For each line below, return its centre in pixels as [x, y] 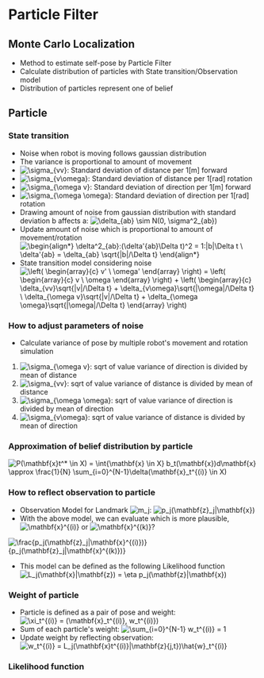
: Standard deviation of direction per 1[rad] [180, 195]
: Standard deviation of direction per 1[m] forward [170, 187]
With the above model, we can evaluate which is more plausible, [124, 518]
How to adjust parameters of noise [76, 326]
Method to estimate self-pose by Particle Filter [96, 63]
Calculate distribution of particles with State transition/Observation [128, 71]
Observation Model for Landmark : [86, 510]
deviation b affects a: [54, 221]
